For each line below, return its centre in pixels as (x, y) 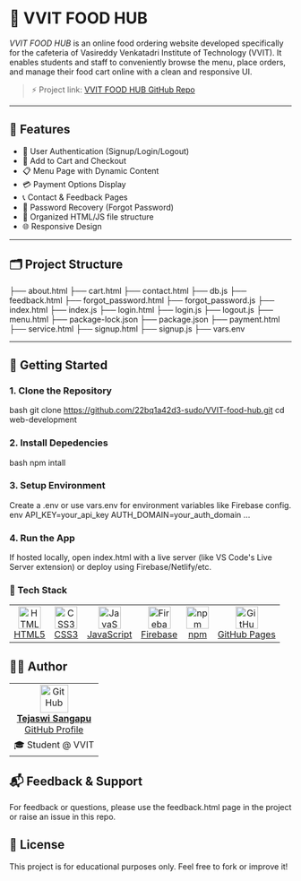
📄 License (37, 845)
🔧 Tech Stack (39, 591)
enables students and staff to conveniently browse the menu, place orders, (148, 62)
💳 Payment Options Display (74, 184)
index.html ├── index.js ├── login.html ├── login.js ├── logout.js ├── (141, 309)
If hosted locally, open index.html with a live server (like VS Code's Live (141, 557)
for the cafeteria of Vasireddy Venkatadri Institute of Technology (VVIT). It (146, 52)
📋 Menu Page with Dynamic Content (90, 170)
